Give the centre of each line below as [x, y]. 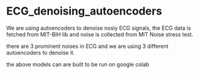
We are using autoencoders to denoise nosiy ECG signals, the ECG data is [99, 28]
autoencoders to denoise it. [41, 52]
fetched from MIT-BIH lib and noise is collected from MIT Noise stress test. [100, 34]
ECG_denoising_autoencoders [84, 11]
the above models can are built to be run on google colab [78, 64]
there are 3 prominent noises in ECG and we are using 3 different [87, 46]
